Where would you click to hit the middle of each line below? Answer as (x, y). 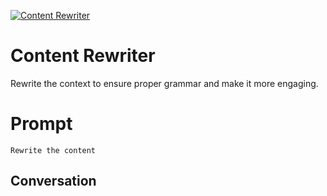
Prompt (41, 124)
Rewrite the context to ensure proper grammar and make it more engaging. (164, 83)
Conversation (53, 181)
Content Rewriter (83, 56)
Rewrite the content (53, 150)
